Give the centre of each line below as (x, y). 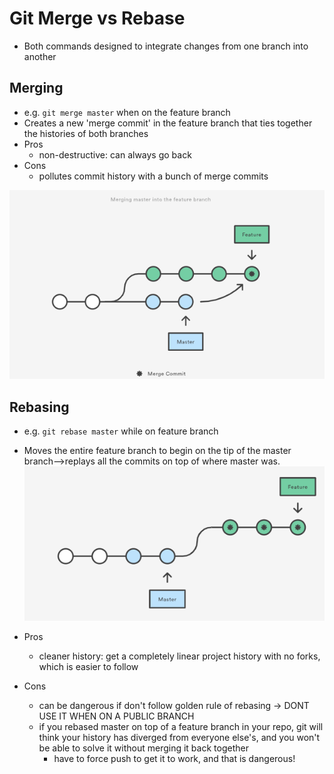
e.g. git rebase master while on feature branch (121, 431)
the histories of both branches (86, 133)
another (40, 56)
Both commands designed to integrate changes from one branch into (166, 46)
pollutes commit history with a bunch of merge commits (153, 176)
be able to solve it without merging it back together (143, 748)
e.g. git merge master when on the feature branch (127, 112)
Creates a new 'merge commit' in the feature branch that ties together (168, 123)
